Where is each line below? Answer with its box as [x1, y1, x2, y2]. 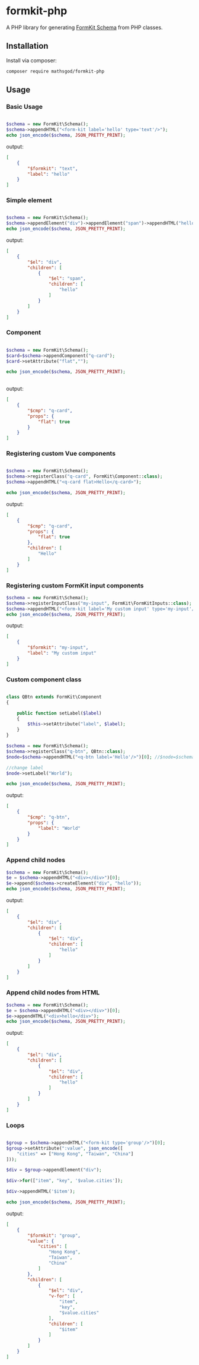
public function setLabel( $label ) [17, 710, 102, 716]
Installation [6, 41, 49, 51]
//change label [6, 764, 44, 770]
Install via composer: [6, 56, 57, 64]
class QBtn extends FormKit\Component [6, 694, 102, 700]
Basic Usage [6, 102, 43, 110]
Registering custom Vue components [6, 450, 116, 458]
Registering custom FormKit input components [6, 581, 144, 589]
